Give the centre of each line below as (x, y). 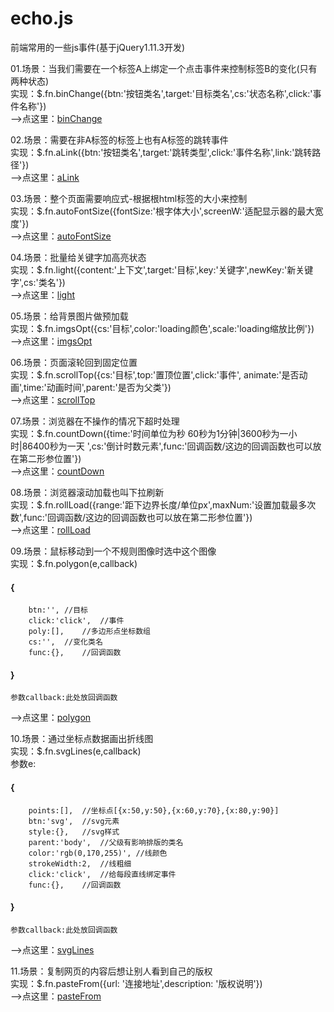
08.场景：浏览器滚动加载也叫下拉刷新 (87, 492)
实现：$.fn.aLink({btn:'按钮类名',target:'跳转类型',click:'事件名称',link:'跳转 (161, 152)
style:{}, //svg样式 (74, 832)
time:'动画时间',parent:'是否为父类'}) (97, 387)
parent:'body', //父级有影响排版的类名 (106, 842)
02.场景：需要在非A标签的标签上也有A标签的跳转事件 (119, 139)
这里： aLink (55, 177)
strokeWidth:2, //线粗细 (80, 863)
